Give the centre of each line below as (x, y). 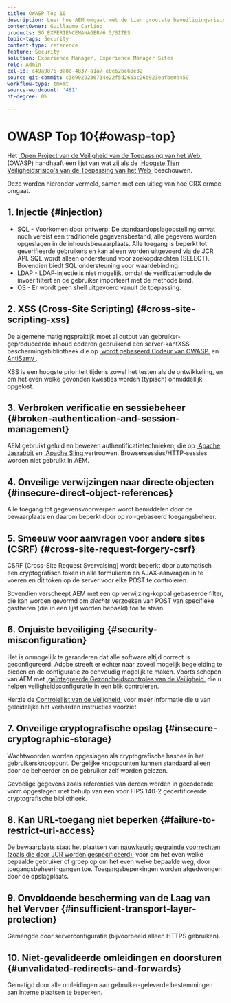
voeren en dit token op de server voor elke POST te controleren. (98, 580)
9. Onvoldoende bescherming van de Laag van (109, 898)
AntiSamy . (22, 358)
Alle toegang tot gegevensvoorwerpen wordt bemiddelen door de (100, 509)
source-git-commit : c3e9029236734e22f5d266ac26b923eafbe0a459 (98, 77)
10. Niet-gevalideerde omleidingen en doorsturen (114, 957)
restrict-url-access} (51, 831)
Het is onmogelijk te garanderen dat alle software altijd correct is (99, 657)
